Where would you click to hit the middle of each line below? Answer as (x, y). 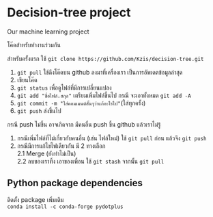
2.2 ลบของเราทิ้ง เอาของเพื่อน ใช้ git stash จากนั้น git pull (90, 161)
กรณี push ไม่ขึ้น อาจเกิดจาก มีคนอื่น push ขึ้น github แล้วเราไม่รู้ (84, 124)
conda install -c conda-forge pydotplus (66, 207)
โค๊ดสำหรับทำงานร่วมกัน (34, 44)
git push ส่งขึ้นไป (39, 110)
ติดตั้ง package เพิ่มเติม (35, 199)
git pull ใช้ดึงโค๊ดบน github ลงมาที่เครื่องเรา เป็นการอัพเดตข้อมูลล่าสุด (100, 72)
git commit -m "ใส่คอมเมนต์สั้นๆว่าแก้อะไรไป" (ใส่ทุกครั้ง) (81, 103)
